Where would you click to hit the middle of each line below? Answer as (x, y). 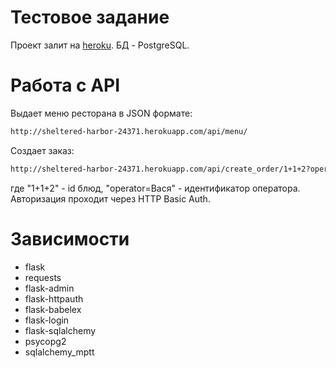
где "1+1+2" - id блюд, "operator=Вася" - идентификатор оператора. (155, 188)
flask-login (47, 320)
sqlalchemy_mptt (59, 352)
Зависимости (70, 238)
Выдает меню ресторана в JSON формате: (101, 113)
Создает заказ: (42, 150)
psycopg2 (45, 341)
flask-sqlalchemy (60, 330)
